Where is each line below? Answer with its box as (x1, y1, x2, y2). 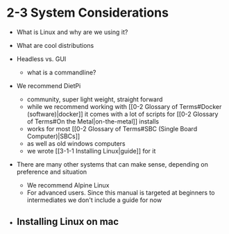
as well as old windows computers (26, 139, 126, 147)
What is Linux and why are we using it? (16, 28, 128, 36)
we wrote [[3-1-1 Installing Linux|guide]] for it (26, 147, 156, 155)
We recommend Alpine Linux (26, 181, 110, 189)
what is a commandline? (26, 68, 96, 76)
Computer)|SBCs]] (26, 132, 80, 140)
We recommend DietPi (16, 81, 81, 90)
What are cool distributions (16, 41, 94, 49)
